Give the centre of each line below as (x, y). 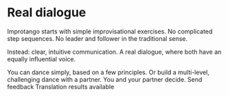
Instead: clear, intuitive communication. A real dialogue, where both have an (114, 52)
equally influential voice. (42, 59)
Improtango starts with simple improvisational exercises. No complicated (110, 31)
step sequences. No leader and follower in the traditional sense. (98, 38)
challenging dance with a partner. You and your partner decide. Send (105, 79)
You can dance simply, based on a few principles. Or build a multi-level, (108, 72)
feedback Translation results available (61, 86)
